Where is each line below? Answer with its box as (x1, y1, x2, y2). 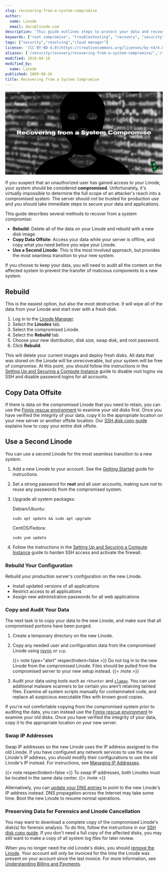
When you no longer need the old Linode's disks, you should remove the (5, 844, 154, 851)
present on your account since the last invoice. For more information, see (5, 855, 156, 861)
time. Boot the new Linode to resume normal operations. (5, 795, 121, 801)
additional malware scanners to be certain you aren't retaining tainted (12, 683, 156, 689)
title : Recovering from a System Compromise (5, 77, 99, 82)
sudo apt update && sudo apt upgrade (12, 516, 91, 521)
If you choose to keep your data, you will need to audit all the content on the (5, 262, 162, 268)
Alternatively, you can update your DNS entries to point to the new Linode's (5, 784, 160, 791)
